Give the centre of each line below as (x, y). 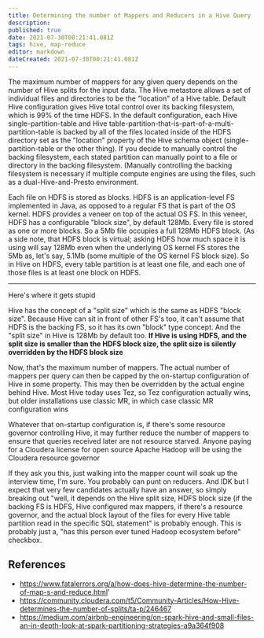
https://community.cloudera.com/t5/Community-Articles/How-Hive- (129, 600)
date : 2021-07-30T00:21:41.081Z (61, 37)
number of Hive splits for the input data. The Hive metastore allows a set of (130, 90)
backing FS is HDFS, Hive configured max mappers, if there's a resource (126, 506)
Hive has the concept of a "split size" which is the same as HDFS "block (125, 310)
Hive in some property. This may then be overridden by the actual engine (126, 384)
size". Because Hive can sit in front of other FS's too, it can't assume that (126, 319)
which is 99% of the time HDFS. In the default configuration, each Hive (123, 115)
